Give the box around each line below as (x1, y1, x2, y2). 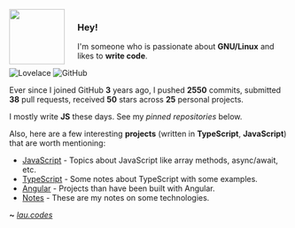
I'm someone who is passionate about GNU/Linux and (77, 42, 275, 52)
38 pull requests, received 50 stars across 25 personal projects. (9, 95, 244, 105)
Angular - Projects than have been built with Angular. (21, 183, 215, 194)
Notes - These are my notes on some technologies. (21, 193, 210, 203)
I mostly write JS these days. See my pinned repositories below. (9, 111, 243, 122)
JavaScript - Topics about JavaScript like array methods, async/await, (21, 155, 279, 166)
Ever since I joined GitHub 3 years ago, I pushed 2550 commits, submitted (9, 85, 282, 95)
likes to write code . (77, 50, 148, 61)
